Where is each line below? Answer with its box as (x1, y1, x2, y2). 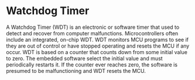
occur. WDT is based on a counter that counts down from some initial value (6, 48, 187, 55)
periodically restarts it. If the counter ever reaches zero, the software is (6, 61, 177, 68)
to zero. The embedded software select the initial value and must (6, 55, 163, 62)
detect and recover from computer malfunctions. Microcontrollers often (6, 29, 179, 36)
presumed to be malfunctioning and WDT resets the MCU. (6, 67, 146, 74)
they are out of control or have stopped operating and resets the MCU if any (6, 42, 190, 49)
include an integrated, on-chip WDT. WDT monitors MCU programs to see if (6, 36, 189, 43)
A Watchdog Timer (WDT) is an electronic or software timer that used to (6, 24, 180, 31)
